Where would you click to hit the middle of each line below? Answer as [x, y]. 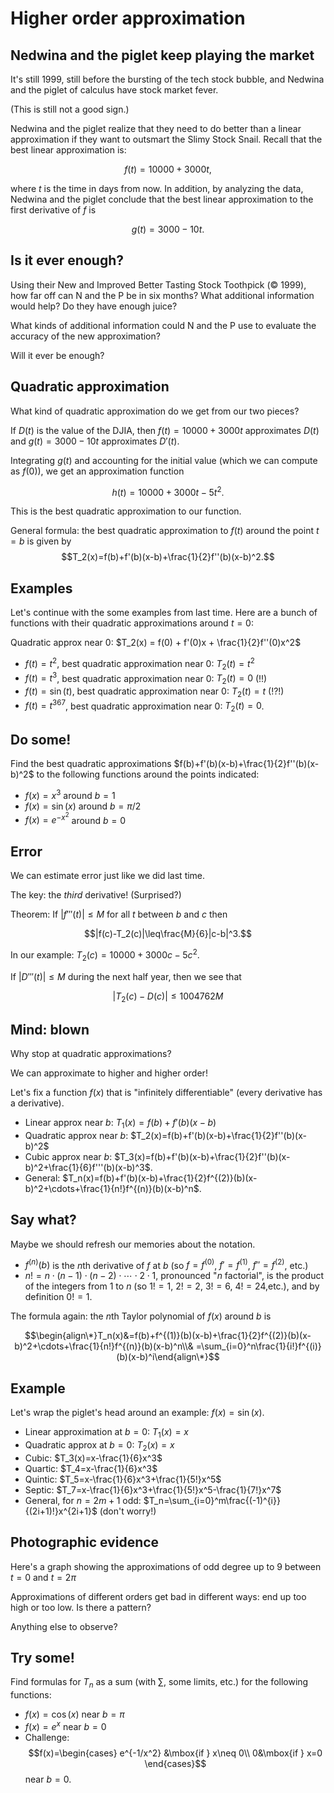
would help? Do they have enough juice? [94, 306]
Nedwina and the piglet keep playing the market [162, 55]
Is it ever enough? [67, 260]
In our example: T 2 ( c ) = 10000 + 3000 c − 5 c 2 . [105, 955]
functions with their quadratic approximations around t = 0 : [132, 623]
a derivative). [37, 1103]
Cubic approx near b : [68, 1156]
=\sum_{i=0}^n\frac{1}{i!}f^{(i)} [258, 1346]
